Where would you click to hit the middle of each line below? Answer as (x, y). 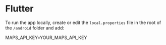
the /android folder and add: (35, 27)
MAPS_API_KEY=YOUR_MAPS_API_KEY (46, 37)
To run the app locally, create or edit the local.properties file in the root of (83, 22)
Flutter (19, 9)
